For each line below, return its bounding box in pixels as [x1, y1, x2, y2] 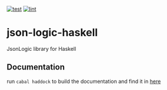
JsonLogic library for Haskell [6, 45, 76, 52]
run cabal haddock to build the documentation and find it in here [6, 78, 161, 85]
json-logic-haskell [6, 26, 98, 39]
